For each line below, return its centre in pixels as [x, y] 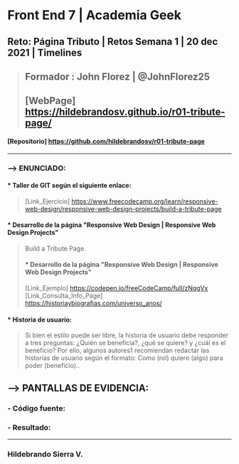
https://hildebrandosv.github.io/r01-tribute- [125, 112]
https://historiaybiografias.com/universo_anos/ [93, 303]
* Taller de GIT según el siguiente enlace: [69, 186]
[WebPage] [50, 101]
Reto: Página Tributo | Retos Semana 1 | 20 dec [113, 42]
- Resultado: [29, 427]
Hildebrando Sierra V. [45, 454]
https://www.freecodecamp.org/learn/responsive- [145, 201]
